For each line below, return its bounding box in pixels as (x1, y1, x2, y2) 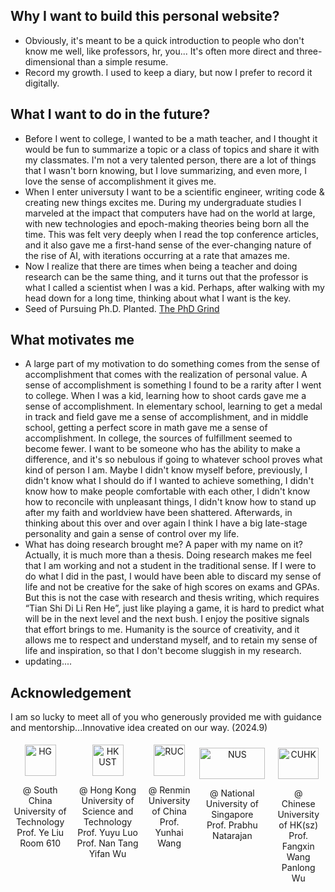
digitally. (24, 77, 60, 89)
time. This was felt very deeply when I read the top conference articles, (24, 228, 319, 240)
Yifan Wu (88, 848, 127, 860)
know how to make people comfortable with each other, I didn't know (24, 485, 311, 498)
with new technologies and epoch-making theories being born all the (24, 217, 310, 229)
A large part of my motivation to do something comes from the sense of (24, 358, 320, 370)
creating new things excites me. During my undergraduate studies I (24, 196, 302, 208)
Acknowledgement (10, 684, 132, 701)
